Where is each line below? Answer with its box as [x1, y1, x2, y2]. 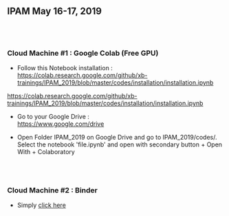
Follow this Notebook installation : [17, 64, 113, 72]
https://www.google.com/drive [17, 120, 105, 128]
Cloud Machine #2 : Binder [7, 186, 98, 195]
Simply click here [17, 201, 67, 209]
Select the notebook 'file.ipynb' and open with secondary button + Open [17, 140, 222, 149]
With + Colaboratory [17, 148, 76, 156]
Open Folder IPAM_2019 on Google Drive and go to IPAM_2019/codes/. [17, 133, 217, 142]
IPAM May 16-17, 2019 [7, 6, 102, 17]
